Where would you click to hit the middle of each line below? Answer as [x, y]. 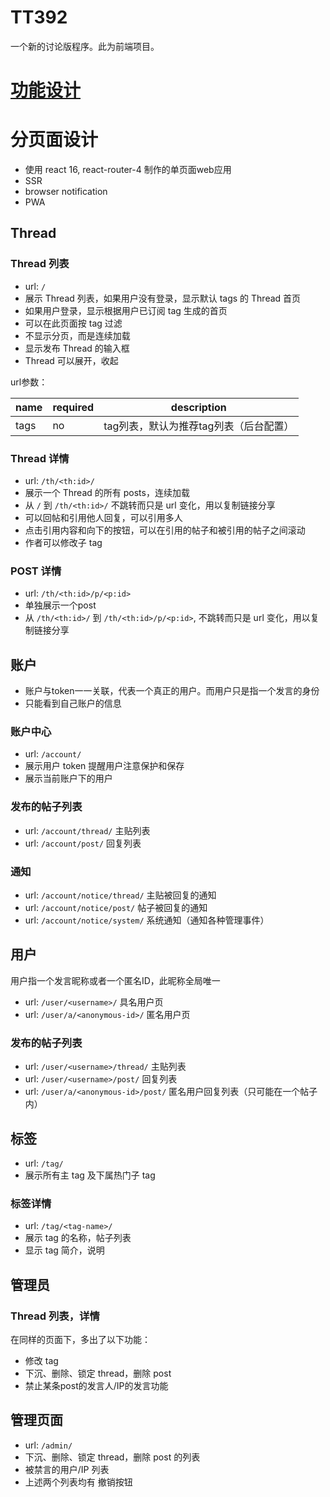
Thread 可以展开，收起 [71, 360]
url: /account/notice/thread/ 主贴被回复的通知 [120, 895]
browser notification [66, 192]
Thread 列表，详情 [55, 1316]
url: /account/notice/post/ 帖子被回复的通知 [116, 908]
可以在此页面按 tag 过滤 [73, 323]
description [198, 407]
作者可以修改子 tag [63, 543]
